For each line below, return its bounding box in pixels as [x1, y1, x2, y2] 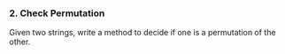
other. [9, 36, 31, 47]
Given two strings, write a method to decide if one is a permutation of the [9, 27, 276, 38]
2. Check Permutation [9, 7, 105, 19]
